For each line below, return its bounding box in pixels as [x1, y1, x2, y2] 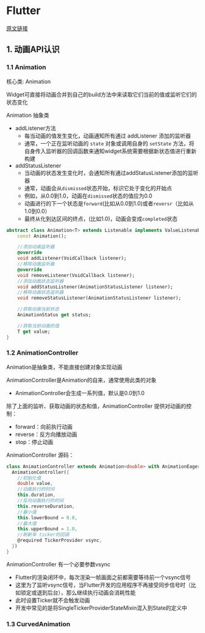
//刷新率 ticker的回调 [17, 531, 70, 538]
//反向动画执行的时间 [17, 498, 64, 504]
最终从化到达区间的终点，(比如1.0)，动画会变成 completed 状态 [24, 215, 178, 222]
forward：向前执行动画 [15, 423, 73, 430]
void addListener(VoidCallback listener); [17, 255, 127, 262]
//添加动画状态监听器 [17, 278, 64, 284]
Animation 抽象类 [6, 111, 50, 119]
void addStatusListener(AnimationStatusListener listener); [17, 284, 173, 290]
